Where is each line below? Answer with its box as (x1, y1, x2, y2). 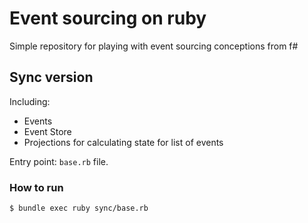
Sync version (9, 69, 94, 86)
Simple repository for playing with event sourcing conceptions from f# (9, 40, 299, 52)
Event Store (23, 125, 72, 137)
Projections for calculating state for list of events (23, 136, 224, 148)
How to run (9, 180, 64, 194)
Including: (9, 95, 51, 107)
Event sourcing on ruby (9, 7, 207, 30)
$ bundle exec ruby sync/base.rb (9, 203, 149, 214)
